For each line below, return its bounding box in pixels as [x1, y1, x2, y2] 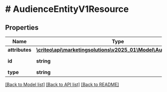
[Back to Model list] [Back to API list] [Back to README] [5, 82, 119, 88]
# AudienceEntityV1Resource [5, 3, 129, 15]
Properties [5, 23, 39, 32]
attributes [7, 46, 31, 53]
